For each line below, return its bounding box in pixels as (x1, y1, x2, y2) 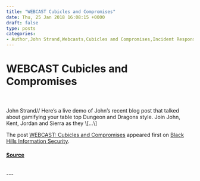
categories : (6, 31, 36, 37)
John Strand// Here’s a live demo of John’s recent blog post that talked (6, 107, 180, 114)
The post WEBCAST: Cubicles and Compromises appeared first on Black (6, 131, 185, 138)
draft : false (6, 20, 39, 26)
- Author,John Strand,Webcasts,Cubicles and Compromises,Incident (6, 36, 174, 42)
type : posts (6, 25, 36, 32)
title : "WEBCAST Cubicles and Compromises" (6, 8, 116, 15)
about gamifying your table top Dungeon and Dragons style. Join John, (6, 113, 180, 120)
